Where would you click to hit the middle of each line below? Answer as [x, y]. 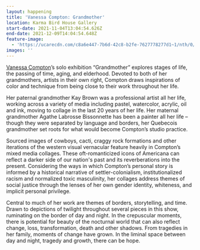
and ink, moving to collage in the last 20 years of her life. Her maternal [92, 110]
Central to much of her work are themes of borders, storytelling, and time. [97, 202]
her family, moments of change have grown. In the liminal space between [96, 234]
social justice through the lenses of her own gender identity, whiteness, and [99, 185]
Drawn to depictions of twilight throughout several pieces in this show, [92, 209]
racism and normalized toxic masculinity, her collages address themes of [96, 178]
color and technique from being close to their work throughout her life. [93, 86]
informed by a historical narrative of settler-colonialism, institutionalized [94, 172]
